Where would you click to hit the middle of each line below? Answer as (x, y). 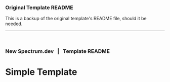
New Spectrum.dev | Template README (58, 51)
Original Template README (39, 8)
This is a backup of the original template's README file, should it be (76, 19)
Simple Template (41, 72)
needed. (14, 24)
